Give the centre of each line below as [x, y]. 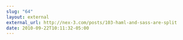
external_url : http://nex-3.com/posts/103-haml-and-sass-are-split [92, 22]
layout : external [28, 17]
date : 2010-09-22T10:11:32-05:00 [48, 28]
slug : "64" [20, 11]
